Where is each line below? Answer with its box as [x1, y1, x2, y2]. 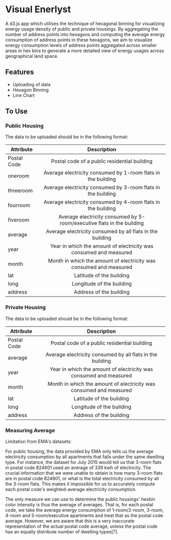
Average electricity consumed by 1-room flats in [43, 169, 160, 177]
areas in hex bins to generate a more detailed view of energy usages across [5, 47, 164, 54]
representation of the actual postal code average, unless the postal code [5, 523, 158, 529]
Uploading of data [12, 81, 51, 87]
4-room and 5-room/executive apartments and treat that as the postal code [5, 512, 163, 519]
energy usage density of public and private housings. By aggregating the [5, 26, 158, 32]
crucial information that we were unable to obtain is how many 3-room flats [5, 470, 163, 476]
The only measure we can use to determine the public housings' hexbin [5, 496, 155, 502]
